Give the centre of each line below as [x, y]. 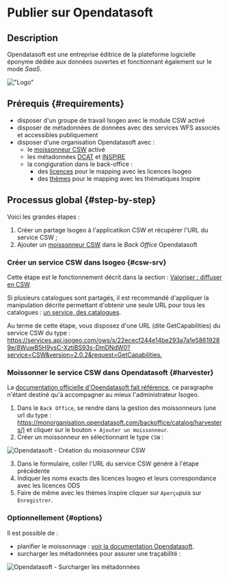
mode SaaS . [25, 69]
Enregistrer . [35, 500]
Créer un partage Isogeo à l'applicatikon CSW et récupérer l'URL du [112, 230]
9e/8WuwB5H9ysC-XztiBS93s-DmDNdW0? [69, 347]
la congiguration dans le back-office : [80, 164]
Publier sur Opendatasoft [80, 13]
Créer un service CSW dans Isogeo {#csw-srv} [87, 262]
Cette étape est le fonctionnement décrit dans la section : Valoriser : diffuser [114, 277]
